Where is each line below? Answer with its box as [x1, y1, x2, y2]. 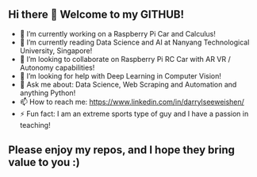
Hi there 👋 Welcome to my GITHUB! [8, 8, 185, 21]
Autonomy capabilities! [19, 63, 95, 72]
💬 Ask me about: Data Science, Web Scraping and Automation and [19, 79, 237, 89]
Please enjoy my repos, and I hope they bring [8, 144, 236, 157]
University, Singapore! [19, 45, 93, 56]
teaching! [19, 120, 51, 129]
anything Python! [19, 88, 76, 98]
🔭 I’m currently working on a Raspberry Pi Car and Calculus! [19, 29, 217, 38]
